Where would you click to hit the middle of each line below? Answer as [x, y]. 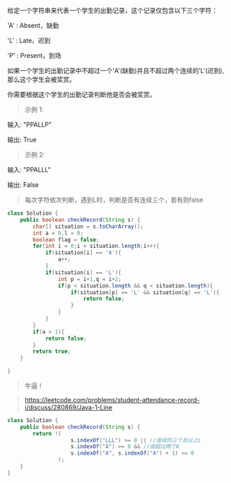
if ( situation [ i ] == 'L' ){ [83, 272]
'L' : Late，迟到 [29, 40]
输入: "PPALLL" [29, 170]
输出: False [23, 185]
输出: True [22, 140]
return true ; [52, 352]
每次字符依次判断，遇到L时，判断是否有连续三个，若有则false [114, 200]
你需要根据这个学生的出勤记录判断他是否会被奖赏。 [82, 95]
